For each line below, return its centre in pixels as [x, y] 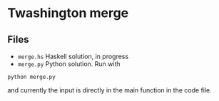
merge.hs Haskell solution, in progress [73, 56]
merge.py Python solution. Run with [69, 64]
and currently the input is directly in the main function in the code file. [109, 90]
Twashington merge [68, 13]
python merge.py [31, 77]
